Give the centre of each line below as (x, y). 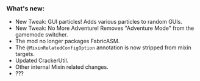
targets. (25, 54)
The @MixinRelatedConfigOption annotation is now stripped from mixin (103, 48)
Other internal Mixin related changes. (62, 67)
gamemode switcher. (41, 35)
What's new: (26, 9)
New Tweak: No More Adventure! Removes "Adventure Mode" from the (105, 28)
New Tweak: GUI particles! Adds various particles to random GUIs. (99, 22)
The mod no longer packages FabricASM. (67, 41)
